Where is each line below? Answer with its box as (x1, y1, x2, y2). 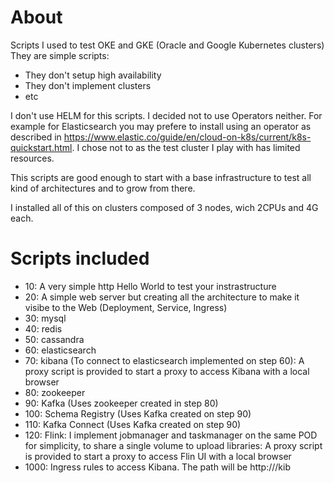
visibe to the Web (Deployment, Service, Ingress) (24, 301, 228, 313)
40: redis (24, 322, 63, 335)
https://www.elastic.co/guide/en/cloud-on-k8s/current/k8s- (63, 131, 312, 143)
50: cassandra (24, 333, 85, 345)
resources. (10, 152, 55, 164)
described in (10, 131, 62, 143)
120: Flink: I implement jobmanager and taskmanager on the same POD (24, 429, 318, 441)
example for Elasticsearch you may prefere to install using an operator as (10, 120, 312, 132)
